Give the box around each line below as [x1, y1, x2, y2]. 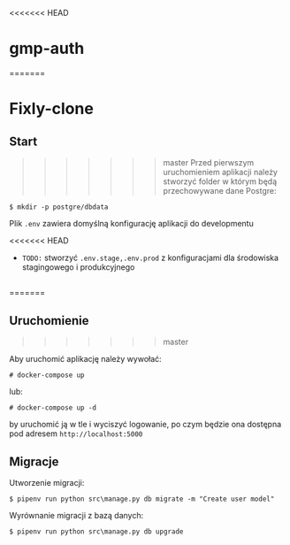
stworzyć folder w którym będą [163, 176, 278, 187]
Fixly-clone [9, 99, 95, 119]
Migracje [9, 454, 59, 469]
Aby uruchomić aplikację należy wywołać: [9, 354, 162, 365]
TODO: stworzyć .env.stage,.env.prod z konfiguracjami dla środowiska [21, 252, 279, 263]
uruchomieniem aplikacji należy [163, 166, 279, 177]
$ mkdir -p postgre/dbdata [9, 203, 109, 211]
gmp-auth [9, 39, 85, 58]
